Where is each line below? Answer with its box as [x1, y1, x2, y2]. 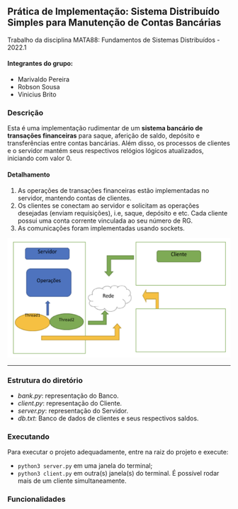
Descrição [7, 108, 44, 118]
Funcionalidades [7, 494, 66, 504]
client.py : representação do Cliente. [17, 399, 123, 408]
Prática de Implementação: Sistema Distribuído [7, 6, 220, 18]
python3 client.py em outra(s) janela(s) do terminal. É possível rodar [17, 469, 220, 478]
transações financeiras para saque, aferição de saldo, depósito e [7, 131, 200, 140]
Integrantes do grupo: [7, 60, 73, 68]
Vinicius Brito [17, 90, 57, 99]
